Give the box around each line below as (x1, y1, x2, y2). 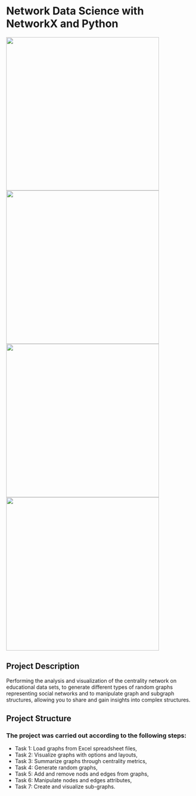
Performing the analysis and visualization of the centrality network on (6, 677, 177, 684)
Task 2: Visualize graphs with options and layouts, (14, 751, 138, 758)
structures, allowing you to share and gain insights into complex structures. (6, 696, 191, 703)
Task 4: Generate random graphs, (14, 764, 98, 771)
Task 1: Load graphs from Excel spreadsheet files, (14, 745, 137, 752)
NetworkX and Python (6, 17, 119, 31)
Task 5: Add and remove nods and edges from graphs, (14, 770, 149, 777)
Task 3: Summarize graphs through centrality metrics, (14, 758, 147, 765)
